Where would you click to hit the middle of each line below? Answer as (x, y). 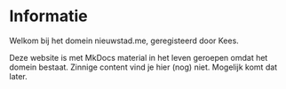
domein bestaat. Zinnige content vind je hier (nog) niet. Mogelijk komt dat (143, 67)
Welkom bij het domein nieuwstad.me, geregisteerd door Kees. (124, 41)
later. (19, 76)
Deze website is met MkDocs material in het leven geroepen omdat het (139, 57)
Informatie (48, 16)
